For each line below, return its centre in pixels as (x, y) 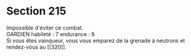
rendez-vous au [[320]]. (36, 47)
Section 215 (36, 11)
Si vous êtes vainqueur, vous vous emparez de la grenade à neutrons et (96, 40)
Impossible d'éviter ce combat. (45, 28)
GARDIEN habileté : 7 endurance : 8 (51, 34)
